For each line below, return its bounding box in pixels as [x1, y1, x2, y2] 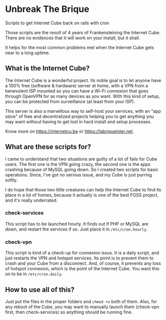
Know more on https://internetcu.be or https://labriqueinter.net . [5, 128, 134, 134]
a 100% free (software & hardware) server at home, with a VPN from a [5, 82, 148, 88]
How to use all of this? [5, 285, 75, 294]
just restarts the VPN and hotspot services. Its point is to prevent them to [5, 255, 154, 261]
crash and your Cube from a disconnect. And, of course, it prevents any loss [5, 260, 161, 266]
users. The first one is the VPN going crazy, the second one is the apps [5, 161, 151, 167]
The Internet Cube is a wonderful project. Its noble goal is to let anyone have [5, 77, 162, 83]
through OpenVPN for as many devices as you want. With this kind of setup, [5, 93, 160, 99]
